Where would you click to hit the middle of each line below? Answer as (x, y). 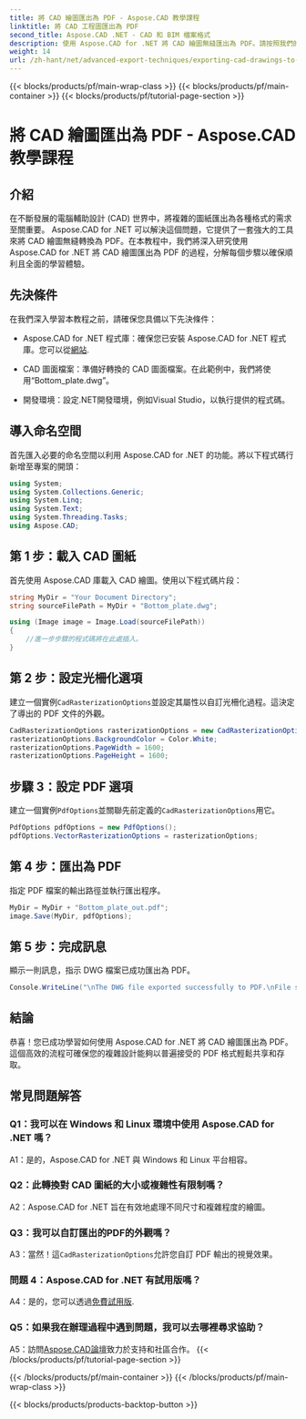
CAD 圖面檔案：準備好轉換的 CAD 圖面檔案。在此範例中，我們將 (143, 369)
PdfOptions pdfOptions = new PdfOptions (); (93, 828)
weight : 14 (30, 52)
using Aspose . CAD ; (44, 526)
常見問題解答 (46, 1096)
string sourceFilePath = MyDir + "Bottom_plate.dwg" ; (114, 606)
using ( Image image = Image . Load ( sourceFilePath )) (107, 622)
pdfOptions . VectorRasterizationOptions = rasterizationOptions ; (134, 836)
